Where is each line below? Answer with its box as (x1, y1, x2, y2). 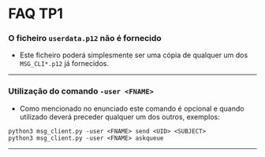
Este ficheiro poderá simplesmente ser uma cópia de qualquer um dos (19, 50, 248, 60)
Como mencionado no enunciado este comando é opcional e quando (19, 104, 244, 113)
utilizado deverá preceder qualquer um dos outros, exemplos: (19, 111, 221, 122)
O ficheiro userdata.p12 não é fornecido (8, 33, 162, 44)
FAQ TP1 (8, 5, 63, 23)
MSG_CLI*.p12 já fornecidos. (19, 59, 109, 68)
